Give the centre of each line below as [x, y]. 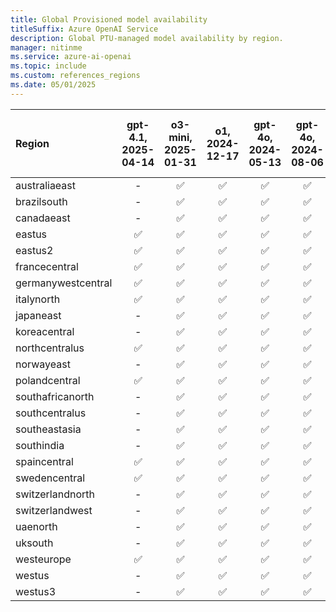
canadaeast [43, 218]
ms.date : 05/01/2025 [53, 85]
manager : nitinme [46, 47]
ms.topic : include [48, 66]
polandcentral [48, 380]
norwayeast [43, 364]
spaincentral [44, 461]
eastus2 [34, 250]
